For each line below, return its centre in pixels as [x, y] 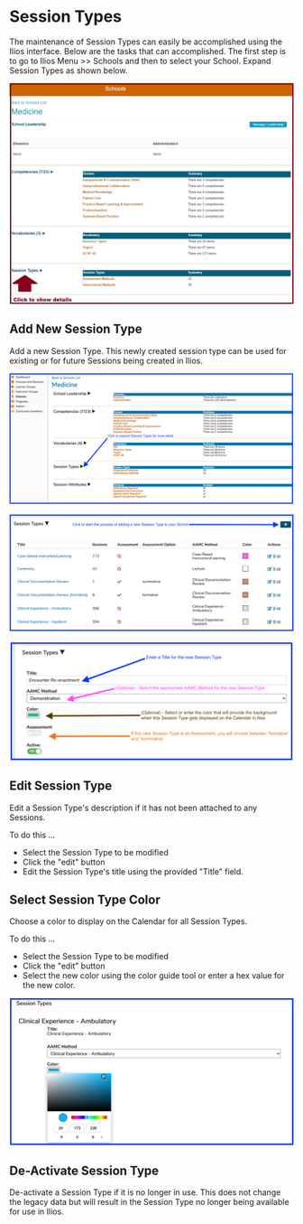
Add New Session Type [76, 329]
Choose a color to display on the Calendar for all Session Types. [129, 921]
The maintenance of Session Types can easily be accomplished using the [146, 42]
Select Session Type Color [85, 899]
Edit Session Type [61, 786]
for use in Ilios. [37, 1211]
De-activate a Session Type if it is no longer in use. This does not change [145, 1192]
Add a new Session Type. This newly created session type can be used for [148, 350]
